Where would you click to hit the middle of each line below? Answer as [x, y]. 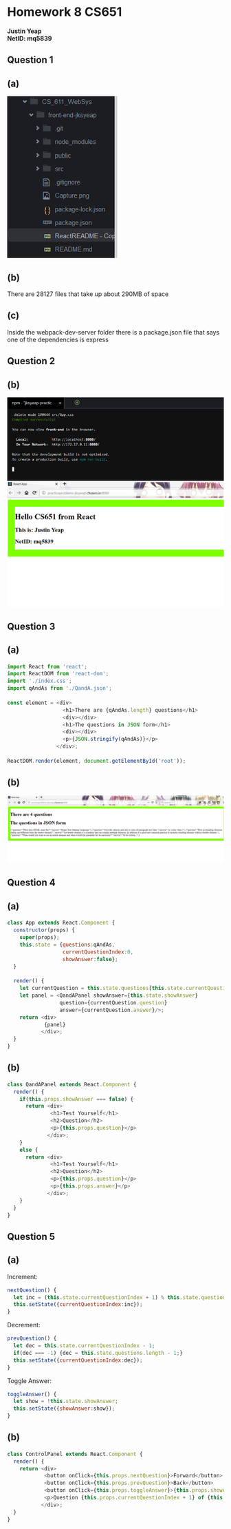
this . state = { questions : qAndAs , [67, 945]
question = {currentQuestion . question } [113, 1002]
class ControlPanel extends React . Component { [75, 1454]
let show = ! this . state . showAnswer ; [66, 1402]
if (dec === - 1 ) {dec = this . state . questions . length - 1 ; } [98, 1353]
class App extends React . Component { [61, 923]
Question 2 [31, 361]
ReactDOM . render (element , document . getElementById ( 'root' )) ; [97, 761]
